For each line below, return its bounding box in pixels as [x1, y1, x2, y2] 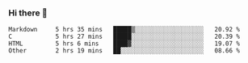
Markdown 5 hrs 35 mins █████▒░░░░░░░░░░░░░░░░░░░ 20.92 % [8, 26, 241, 34]
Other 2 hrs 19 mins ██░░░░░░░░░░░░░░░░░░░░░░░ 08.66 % [8, 47, 241, 55]
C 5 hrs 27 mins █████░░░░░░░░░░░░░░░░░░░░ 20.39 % [8, 32, 241, 41]
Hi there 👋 [8, 7, 48, 19]
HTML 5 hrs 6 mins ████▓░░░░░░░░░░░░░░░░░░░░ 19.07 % [8, 40, 241, 48]
